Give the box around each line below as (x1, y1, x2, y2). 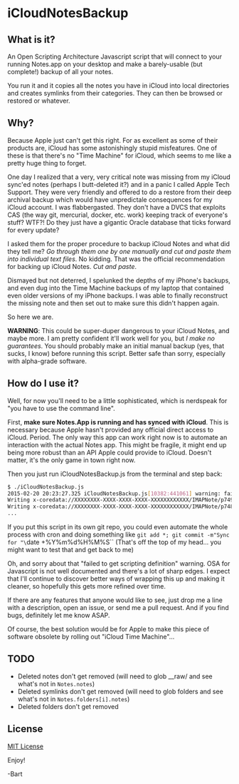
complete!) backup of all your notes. (7, 68, 114, 76)
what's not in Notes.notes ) (17, 679, 95, 688)
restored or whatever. (7, 96, 70, 105)
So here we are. (7, 312, 54, 321)
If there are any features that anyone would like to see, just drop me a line (7, 596, 223, 604)
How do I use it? (7, 377, 80, 390)
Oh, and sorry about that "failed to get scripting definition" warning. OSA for (7, 559, 230, 568)
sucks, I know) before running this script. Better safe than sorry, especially (7, 349, 226, 357)
